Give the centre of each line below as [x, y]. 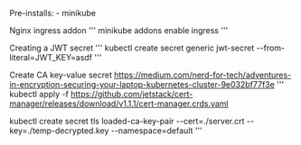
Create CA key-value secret [61, 75]
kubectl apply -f [39, 94]
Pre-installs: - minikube [53, 13]
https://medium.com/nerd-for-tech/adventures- [203, 75]
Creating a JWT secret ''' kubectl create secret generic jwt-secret [132, 48]
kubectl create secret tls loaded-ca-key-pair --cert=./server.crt [127, 121]
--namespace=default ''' [157, 131]
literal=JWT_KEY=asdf [51, 57]
